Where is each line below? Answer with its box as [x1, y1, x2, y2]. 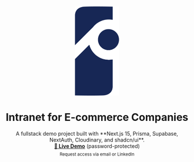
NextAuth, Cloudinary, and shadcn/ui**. [49, 136, 145, 144]
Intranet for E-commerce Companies [5, 111, 189, 124]
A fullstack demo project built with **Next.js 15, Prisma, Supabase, [15, 130, 179, 137]
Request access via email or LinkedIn [59, 151, 135, 157]
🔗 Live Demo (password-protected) [53, 143, 141, 150]
